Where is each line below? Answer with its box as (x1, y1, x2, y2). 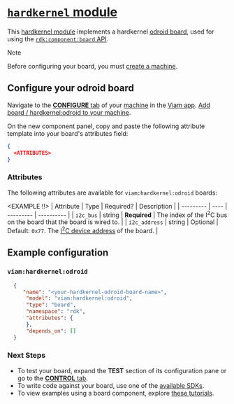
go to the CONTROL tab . (17, 374, 89, 382)
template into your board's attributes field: (7, 129, 129, 137)
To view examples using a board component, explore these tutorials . (17, 389, 214, 397)
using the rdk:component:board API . (7, 34, 109, 43)
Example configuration (7, 246, 109, 259)
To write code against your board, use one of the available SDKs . (17, 381, 205, 389)
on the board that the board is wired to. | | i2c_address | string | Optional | (7, 218, 219, 226)
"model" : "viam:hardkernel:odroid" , (25, 295, 133, 302)
